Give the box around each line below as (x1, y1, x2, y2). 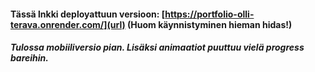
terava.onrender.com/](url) (10, 18, 126, 30)
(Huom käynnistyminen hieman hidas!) (127, 18, 293, 30)
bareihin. (10, 52, 49, 64)
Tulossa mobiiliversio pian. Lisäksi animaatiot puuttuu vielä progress (10, 41, 305, 54)
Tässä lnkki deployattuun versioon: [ (10, 8, 166, 20)
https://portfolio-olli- (164, 8, 255, 20)
